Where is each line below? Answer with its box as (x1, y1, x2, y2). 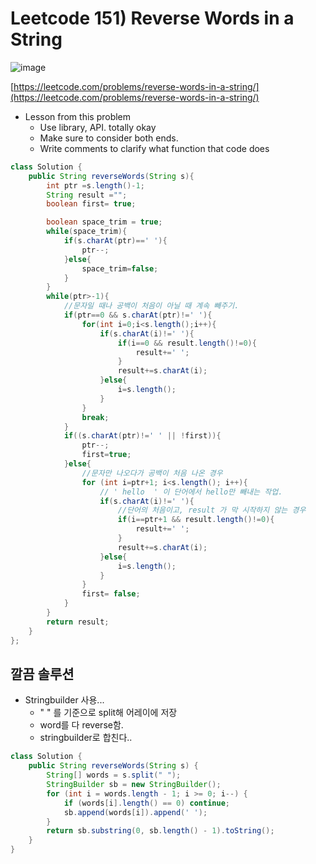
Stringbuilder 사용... (24, 694, 105, 706)
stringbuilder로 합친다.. (39, 732, 133, 744)
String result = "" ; (46, 190, 128, 200)
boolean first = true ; (46, 199, 137, 209)
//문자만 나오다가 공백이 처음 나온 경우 (81, 468, 223, 478)
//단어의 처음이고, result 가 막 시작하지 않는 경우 (117, 505, 307, 516)
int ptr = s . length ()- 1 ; (46, 180, 145, 191)
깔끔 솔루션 (10, 665, 75, 682)
